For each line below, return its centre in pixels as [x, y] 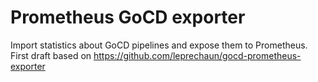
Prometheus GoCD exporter [128, 17]
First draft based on [51, 55]
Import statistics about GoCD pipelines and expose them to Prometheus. [159, 45]
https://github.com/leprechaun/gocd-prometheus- [197, 55]
